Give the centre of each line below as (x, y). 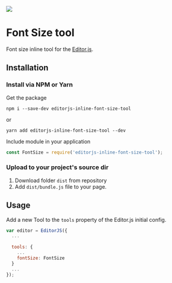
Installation (27, 68)
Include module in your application (48, 141)
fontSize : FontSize (41, 258)
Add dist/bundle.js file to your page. (60, 186)
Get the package (26, 97)
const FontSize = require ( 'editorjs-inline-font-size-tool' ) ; (85, 152)
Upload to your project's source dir (57, 167)
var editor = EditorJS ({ (37, 230)
